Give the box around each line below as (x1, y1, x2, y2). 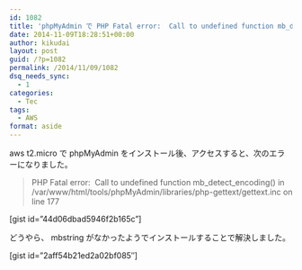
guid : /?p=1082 (9, 55, 67, 64)
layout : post (9, 47, 58, 56)
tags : (9, 105, 30, 114)
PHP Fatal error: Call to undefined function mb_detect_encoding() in (31, 177, 285, 187)
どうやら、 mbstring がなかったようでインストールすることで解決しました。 (9, 232, 290, 243)
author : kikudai (9, 38, 70, 48)
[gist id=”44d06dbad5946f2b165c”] (9, 213, 142, 224)
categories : (9, 88, 54, 97)
